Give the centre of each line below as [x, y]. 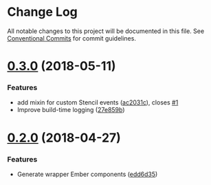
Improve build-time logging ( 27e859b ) [71, 110]
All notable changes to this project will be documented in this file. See [106, 31]
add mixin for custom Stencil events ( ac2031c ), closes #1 [98, 102]
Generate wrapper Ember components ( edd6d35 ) [87, 174]
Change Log [42, 12]
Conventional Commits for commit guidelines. [71, 38]
